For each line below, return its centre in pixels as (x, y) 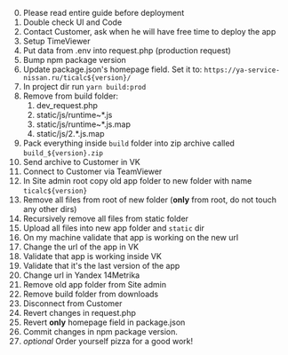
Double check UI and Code (72, 22)
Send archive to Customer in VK (81, 162)
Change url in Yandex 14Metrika (81, 275)
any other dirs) (50, 209)
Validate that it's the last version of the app (101, 266)
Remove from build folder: (71, 96)
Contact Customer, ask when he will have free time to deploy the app (149, 32)
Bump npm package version (75, 60)
